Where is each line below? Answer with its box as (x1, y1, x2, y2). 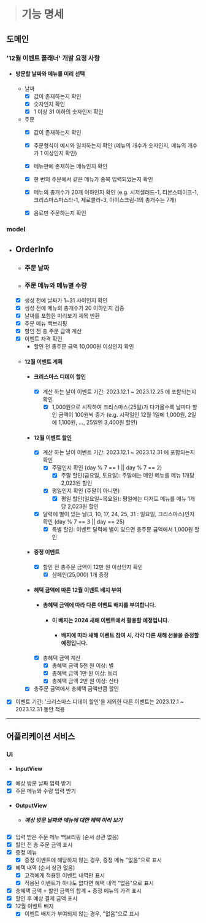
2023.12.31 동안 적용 (15, 706, 66, 713)
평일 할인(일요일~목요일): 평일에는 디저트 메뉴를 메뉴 (61, 495, 187, 502)
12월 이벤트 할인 (33, 434, 72, 441)
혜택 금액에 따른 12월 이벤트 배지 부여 (33, 586, 121, 593)
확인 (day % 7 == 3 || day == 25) (42, 518, 125, 525)
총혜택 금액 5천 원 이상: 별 (51, 662, 114, 670)
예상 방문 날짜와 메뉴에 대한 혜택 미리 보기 (24, 816, 123, 824)
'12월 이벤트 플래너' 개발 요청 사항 (6, 53, 100, 62)
